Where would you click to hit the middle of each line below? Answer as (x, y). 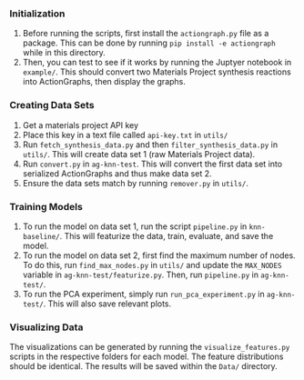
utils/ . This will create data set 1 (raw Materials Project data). (139, 154)
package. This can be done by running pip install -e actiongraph (149, 43)
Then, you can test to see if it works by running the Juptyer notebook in (157, 63)
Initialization (37, 14)
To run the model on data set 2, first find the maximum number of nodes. (159, 255)
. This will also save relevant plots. (107, 304)
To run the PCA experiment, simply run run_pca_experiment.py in (144, 294)
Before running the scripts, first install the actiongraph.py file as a (146, 34)
